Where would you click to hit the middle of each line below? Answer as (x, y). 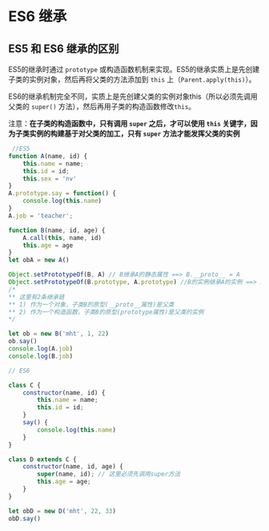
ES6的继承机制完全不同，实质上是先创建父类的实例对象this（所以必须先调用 (133, 96)
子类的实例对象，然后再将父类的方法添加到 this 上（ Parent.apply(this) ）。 (132, 79)
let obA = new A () (39, 260)
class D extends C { (43, 459)
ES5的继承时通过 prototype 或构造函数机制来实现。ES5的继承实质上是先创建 (134, 69)
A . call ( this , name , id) (62, 237)
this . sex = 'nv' (50, 178)
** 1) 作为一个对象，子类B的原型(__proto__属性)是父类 (91, 304)
